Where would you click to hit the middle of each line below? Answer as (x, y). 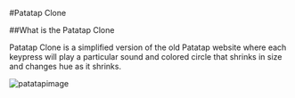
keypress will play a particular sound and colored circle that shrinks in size (146, 57)
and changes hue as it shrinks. (66, 66)
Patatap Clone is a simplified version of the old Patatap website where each (148, 47)
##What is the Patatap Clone (62, 30)
